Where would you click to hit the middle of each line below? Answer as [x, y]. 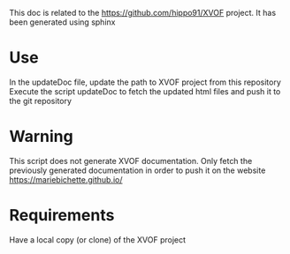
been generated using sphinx [62, 22]
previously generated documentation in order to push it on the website [137, 170]
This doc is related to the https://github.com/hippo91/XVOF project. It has [143, 13]
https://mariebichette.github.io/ [66, 179]
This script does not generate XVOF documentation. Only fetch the [131, 161]
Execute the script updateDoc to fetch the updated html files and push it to [145, 91]
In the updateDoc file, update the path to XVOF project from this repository [145, 82]
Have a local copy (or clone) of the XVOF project [98, 239]
